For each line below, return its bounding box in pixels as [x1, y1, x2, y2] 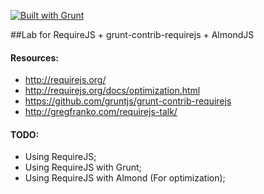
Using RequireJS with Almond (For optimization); [24, 172, 226, 184]
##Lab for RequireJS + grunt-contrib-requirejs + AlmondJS [10, 29, 255, 40]
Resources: [10, 51, 59, 64]
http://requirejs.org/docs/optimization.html [24, 85, 201, 97]
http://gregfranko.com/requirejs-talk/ [24, 106, 178, 118]
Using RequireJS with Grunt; [24, 161, 142, 174]
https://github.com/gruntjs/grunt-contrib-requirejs [24, 95, 232, 107]
